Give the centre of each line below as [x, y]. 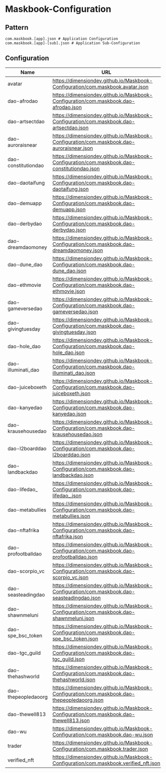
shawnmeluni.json [74, 618]
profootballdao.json [75, 557]
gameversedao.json [75, 312]
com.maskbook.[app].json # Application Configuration [62, 39]
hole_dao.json [69, 352]
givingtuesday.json [74, 332]
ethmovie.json [69, 291]
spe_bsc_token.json [75, 639]
